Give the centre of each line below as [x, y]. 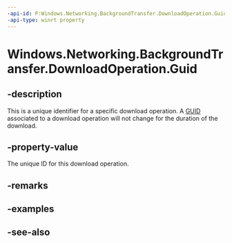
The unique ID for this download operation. [68, 164]
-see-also [29, 232]
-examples [31, 209]
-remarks [28, 185]
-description [35, 94]
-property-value [43, 147]
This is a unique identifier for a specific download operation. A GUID [104, 110]
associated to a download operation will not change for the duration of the [113, 118]
